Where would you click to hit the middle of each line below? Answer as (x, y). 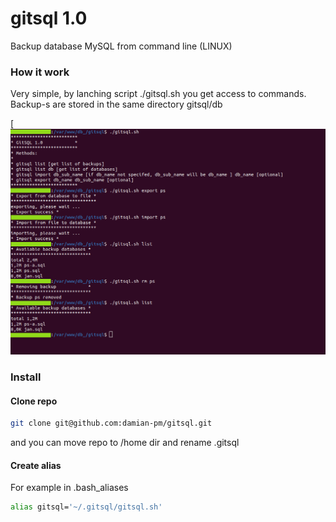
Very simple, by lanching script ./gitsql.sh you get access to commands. (158, 94)
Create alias (36, 465)
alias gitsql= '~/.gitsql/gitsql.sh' (86, 507)
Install (26, 377)
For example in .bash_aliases (69, 488)
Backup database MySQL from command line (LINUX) (121, 46)
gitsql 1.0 (49, 18)
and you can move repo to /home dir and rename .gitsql (125, 442)
